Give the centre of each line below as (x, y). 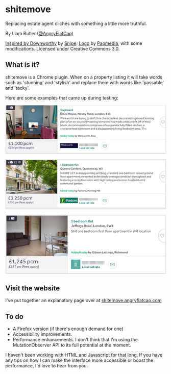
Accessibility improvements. (42, 334)
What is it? (22, 65)
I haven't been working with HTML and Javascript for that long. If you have (84, 355)
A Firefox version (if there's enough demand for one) (68, 329)
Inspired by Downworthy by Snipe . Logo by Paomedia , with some (74, 43)
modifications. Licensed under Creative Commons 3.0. (63, 48)
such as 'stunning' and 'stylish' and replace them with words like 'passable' (85, 82)
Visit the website (33, 289)
